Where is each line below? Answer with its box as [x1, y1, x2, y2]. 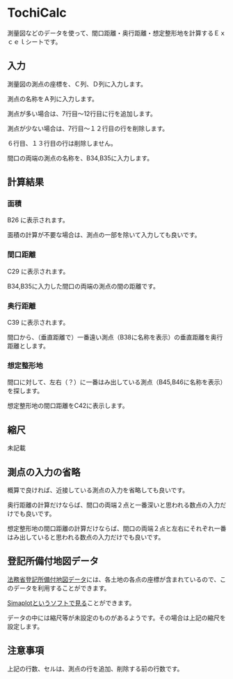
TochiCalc [7, 5, 67, 21]
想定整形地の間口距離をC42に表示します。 [7, 402, 129, 410]
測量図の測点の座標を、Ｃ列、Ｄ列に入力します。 [7, 79, 147, 88]
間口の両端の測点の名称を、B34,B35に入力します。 [7, 153, 154, 162]
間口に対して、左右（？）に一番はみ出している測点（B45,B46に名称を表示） [7, 378, 227, 386]
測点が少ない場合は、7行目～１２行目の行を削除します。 [7, 124, 169, 132]
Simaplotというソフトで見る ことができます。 [7, 598, 136, 607]
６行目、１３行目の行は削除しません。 [7, 139, 117, 147]
